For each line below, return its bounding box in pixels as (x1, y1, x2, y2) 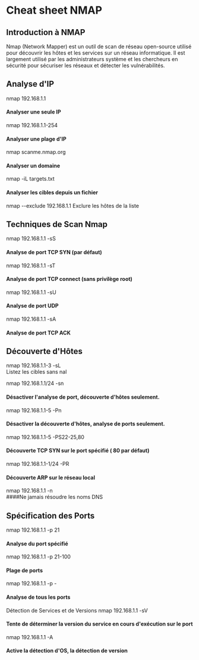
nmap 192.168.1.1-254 (6, 122, 58, 129)
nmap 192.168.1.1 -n (6, 487, 53, 494)
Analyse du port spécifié (6, 540, 68, 547)
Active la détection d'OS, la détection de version (6, 647, 128, 654)
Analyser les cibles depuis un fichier (6, 189, 98, 196)
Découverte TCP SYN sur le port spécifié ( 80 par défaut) (6, 447, 150, 454)
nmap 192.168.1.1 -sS (6, 235, 56, 242)
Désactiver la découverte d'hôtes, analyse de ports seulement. (6, 420, 165, 428)
